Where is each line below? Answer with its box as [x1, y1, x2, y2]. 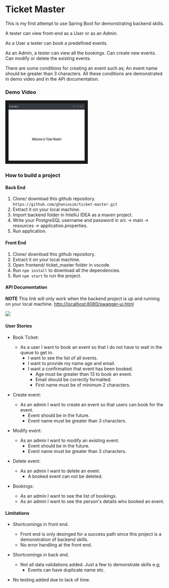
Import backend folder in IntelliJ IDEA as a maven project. [12, 212, 133, 218]
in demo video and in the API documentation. [5, 76, 99, 82]
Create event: [12, 391, 42, 398]
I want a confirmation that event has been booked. [27, 366, 133, 372]
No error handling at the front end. [20, 542, 92, 548]
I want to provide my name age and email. [27, 360, 116, 366]
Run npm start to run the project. [12, 273, 82, 279]
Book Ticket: [12, 334, 39, 340]
